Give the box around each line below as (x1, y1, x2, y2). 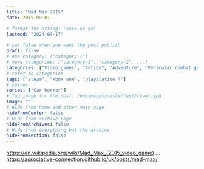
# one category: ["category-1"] (6, 53, 88, 60)
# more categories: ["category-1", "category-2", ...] (6, 59, 148, 65)
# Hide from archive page (6, 116, 72, 122)
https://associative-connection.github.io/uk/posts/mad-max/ (6, 156, 158, 163)
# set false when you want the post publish (6, 42, 121, 49)
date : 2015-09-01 (6, 15, 50, 21)
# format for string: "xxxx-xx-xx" (6, 26, 97, 32)
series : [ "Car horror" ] (6, 88, 67, 94)
